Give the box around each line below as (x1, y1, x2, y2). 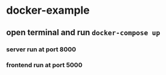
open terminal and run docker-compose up (6, 27, 160, 37)
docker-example (6, 4, 90, 17)
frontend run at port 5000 (6, 61, 82, 69)
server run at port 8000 (6, 45, 76, 54)
